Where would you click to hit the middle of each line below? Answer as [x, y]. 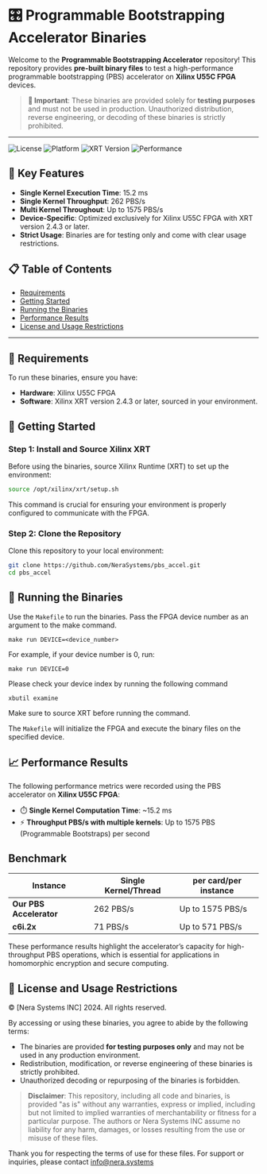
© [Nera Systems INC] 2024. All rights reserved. [87, 1008]
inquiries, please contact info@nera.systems [81, 1162]
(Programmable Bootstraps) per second [85, 833]
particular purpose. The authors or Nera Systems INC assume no [134, 1122]
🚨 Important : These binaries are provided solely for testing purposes [141, 100]
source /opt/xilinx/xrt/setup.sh [64, 489]
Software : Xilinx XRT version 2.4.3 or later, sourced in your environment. [139, 401]
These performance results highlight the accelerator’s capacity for [117, 947]
